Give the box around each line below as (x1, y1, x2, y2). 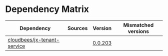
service (7, 42, 25, 49)
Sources (67, 24, 88, 31)
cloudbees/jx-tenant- (7, 36, 60, 43)
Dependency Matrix (5, 3, 89, 15)
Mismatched (123, 21, 154, 28)
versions (127, 27, 149, 34)
